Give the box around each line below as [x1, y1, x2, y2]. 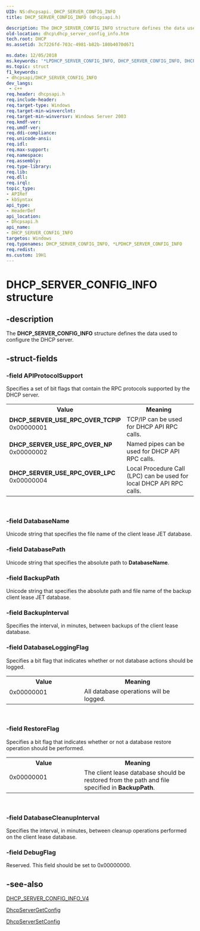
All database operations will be [84, 687, 170, 695]
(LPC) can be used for [126, 472, 189, 480]
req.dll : [6, 174, 28, 181]
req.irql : [6, 180, 31, 186]
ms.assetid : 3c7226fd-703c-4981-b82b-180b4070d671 [6, 42, 135, 48]
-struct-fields [6, 353, 58, 364]
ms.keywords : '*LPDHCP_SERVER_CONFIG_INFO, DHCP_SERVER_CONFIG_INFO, [6, 58, 183, 64]
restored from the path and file [84, 776, 170, 784]
